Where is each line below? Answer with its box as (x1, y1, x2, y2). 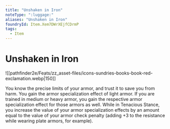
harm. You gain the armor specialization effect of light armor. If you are (5, 90, 155, 97)
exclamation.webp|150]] (5, 75, 56, 82)
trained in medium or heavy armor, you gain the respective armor (5, 96, 142, 102)
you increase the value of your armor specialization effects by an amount (5, 107, 160, 113)
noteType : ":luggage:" (5, 12, 54, 17)
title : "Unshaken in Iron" (5, 7, 63, 13)
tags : (5, 27, 17, 32)
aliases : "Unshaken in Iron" (5, 17, 68, 22)
